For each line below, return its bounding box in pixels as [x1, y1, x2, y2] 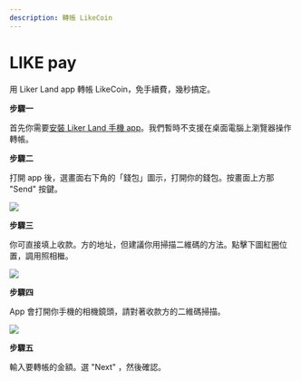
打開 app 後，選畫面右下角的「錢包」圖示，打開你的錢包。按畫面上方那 [9, 171, 275, 182]
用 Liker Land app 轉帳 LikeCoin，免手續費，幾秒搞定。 [9, 83, 216, 94]
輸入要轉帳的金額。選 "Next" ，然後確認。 [9, 361, 166, 372]
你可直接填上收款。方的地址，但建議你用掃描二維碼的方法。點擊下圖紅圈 [9, 239, 279, 249]
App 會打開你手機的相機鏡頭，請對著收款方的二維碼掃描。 [9, 306, 226, 317]
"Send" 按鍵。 [9, 183, 63, 194]
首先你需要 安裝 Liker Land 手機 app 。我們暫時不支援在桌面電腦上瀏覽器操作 [9, 122, 292, 132]
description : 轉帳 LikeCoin [9, 13, 113, 23]
